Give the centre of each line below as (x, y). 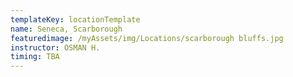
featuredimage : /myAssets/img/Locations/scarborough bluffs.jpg (147, 38)
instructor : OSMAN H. (55, 47)
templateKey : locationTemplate (75, 19)
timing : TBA (35, 57)
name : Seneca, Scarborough (66, 29)
